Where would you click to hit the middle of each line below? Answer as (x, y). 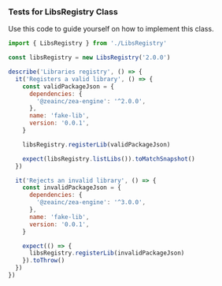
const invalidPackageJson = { (72, 188)
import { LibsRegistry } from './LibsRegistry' (88, 43)
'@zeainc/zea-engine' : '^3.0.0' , (91, 202)
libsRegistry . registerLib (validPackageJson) (96, 144)
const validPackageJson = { (68, 86)
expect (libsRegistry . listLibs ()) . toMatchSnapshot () (109, 159)
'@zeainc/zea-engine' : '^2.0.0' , (91, 101)
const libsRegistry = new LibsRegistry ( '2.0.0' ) (89, 58)
